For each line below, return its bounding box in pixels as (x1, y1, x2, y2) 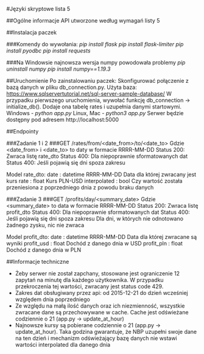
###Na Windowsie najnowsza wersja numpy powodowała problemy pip (6, 59, 186, 66)
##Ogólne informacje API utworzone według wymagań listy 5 (6, 17, 160, 24)
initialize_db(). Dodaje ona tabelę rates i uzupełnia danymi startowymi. (6, 103, 181, 110)
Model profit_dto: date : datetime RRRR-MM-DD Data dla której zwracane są (6, 233, 197, 240)
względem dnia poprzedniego (15, 296, 90, 303)
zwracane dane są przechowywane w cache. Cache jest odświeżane (15, 309, 189, 316)
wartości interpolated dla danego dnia (15, 341, 111, 348)
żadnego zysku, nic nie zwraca (6, 222, 85, 228)
